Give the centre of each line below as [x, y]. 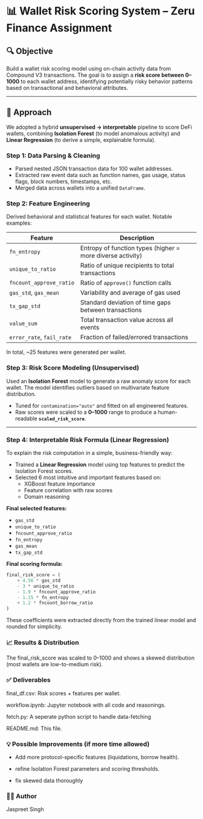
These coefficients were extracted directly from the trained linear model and [101, 620]
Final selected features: [37, 508]
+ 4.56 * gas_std [39, 580]
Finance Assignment [59, 28]
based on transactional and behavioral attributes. [67, 88]
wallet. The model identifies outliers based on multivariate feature [88, 387]
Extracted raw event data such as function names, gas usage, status [100, 175]
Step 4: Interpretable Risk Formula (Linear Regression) [88, 440]
